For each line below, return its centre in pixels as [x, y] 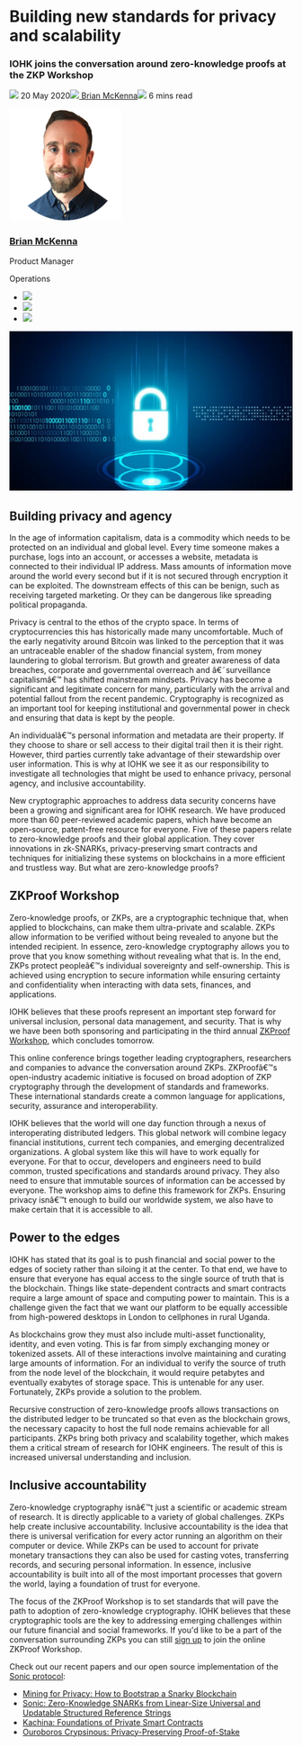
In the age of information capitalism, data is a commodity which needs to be [150, 538]
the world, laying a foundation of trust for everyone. [105, 1584]
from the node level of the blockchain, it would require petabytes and [137, 1372]
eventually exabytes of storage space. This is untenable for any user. [137, 1382]
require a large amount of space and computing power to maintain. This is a [150, 1297]
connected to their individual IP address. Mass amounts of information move [151, 567]
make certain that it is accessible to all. [81, 1209]
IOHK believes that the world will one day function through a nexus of [138, 1123]
